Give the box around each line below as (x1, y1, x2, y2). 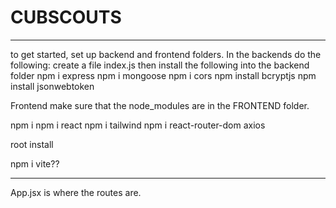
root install (10, 138, 54, 150)
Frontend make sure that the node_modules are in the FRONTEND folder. (10, 99, 310, 111)
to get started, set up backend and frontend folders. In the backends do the (10, 48, 322, 60)
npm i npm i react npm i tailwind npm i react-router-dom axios (10, 119, 266, 131)
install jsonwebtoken (10, 80, 95, 92)
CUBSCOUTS (10, 6, 122, 29)
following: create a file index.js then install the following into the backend (10, 59, 310, 71)
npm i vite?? (10, 157, 60, 170)
